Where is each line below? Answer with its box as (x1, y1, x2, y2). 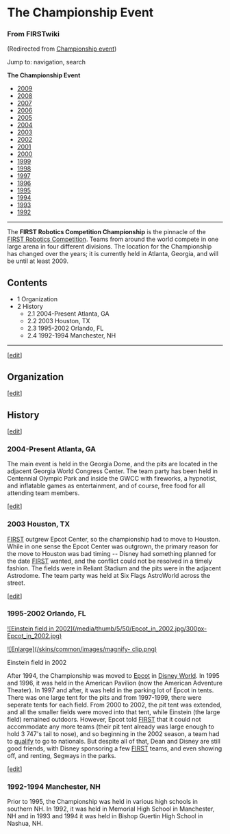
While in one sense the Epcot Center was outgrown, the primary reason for (7, 542, 218, 551)
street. (7, 579, 25, 587)
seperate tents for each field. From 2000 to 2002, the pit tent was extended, (7, 700, 222, 709)
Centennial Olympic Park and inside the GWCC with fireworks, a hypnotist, (7, 475, 218, 483)
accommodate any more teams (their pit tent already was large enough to (7, 722, 214, 731)
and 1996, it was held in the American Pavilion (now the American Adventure (7, 679, 223, 687)
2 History (16, 303, 43, 311)
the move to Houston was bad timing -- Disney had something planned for (7, 549, 217, 557)
